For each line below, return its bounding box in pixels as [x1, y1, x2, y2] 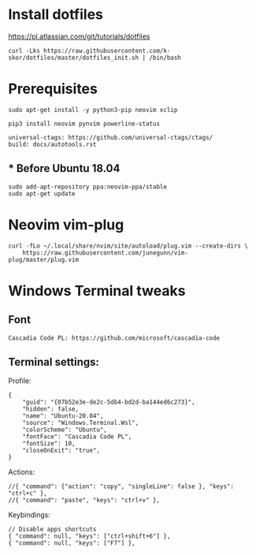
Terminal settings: [8, 356, 100, 369]
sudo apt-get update [8, 189, 76, 198]
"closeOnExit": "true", [22, 447, 101, 455]
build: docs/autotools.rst [8, 140, 97, 148]
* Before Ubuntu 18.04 [8, 162, 121, 175]
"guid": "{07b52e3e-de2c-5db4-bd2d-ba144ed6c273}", [22, 398, 195, 407]
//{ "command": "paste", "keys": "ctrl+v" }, [8, 497, 160, 505]
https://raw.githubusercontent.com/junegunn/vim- [22, 248, 189, 257]
